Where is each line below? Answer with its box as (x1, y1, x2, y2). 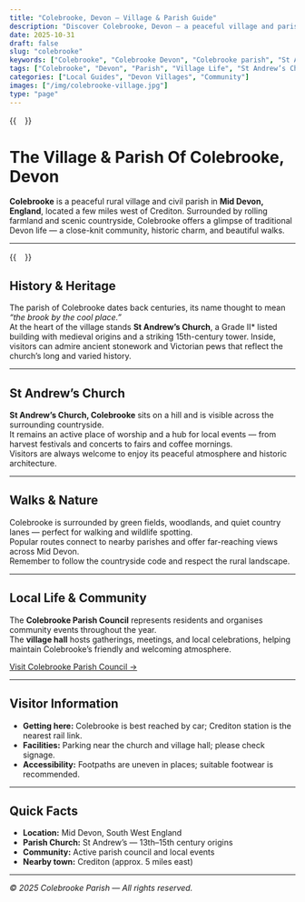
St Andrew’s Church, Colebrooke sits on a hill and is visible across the (9, 410, 274, 421)
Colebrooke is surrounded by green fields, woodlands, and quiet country (9, 516, 281, 527)
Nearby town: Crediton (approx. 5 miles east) (22, 857, 193, 867)
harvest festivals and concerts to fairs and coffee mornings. (9, 438, 233, 450)
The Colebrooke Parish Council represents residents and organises (9, 615, 263, 626)
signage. (22, 749, 56, 760)
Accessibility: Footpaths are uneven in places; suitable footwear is (22, 758, 274, 769)
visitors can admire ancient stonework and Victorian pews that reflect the (9, 341, 283, 352)
